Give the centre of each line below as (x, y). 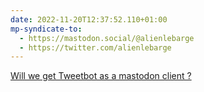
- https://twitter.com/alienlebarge (95, 47)
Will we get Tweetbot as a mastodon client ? (101, 76)
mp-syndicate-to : (46, 29)
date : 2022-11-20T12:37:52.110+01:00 (89, 19)
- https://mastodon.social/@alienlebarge (107, 38)
